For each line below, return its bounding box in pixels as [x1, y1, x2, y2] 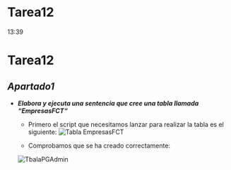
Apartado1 [7, 80, 55, 92]
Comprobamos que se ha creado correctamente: [28, 141, 171, 150]
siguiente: [28, 128, 57, 136]
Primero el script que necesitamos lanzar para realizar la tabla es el [28, 120, 224, 128]
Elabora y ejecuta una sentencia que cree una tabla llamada [17, 99, 199, 107]
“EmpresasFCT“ [17, 107, 69, 115]
